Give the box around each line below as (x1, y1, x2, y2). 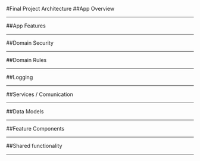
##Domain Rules (6, 57, 47, 63)
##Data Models (6, 108, 44, 115)
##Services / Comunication (6, 91, 73, 98)
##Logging (6, 74, 33, 80)
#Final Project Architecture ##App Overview (6, 5, 115, 12)
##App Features (6, 22, 46, 29)
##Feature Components (6, 125, 64, 132)
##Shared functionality (6, 143, 62, 149)
